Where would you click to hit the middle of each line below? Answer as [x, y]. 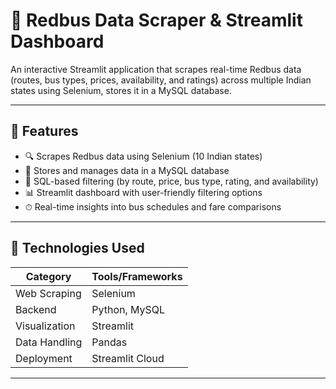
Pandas [109, 342]
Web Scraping [48, 293]
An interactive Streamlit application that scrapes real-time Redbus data [156, 69]
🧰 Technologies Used [77, 248]
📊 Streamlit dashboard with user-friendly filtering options [143, 192]
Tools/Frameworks [137, 276]
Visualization [45, 326]
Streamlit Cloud [128, 358]
